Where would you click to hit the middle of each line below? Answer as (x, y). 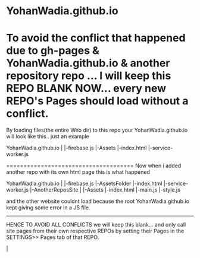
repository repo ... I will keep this (89, 76)
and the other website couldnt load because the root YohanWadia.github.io (98, 201)
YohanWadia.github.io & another (88, 63)
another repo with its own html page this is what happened (78, 172)
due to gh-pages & (53, 51)
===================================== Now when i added (94, 166)
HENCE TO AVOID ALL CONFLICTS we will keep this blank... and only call (96, 225)
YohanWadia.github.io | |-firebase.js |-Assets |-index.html (76, 148)
